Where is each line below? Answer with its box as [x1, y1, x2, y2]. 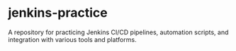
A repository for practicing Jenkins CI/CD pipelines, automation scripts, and [8, 28, 229, 36]
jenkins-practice [8, 5, 108, 21]
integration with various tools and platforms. [8, 35, 137, 43]
